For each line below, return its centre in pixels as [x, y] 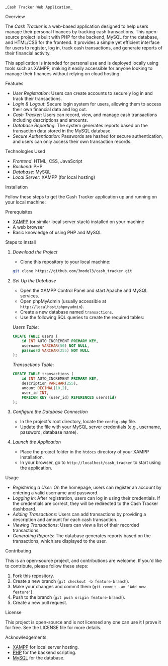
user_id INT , [35, 393]
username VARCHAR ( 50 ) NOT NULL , [56, 346]
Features [14, 83]
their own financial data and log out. [50, 109]
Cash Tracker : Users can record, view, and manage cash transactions [85, 115]
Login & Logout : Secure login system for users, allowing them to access [87, 104]
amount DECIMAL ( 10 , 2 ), [46, 388]
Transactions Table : [33, 365]
